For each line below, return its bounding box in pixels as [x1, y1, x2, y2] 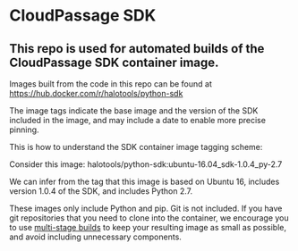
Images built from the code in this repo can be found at [9, 79, 212, 89]
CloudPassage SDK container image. [9, 54, 219, 70]
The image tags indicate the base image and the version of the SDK [9, 105, 259, 116]
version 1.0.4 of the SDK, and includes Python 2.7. [9, 186, 193, 197]
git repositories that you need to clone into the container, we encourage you [9, 213, 289, 223]
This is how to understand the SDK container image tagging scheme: [9, 142, 263, 152]
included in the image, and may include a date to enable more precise [9, 115, 267, 125]
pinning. [9, 124, 39, 135]
